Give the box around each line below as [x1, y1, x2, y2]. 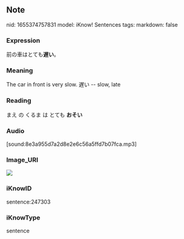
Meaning [6, 66, 33, 75]
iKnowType [6, 213, 41, 221]
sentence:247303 [6, 198, 51, 206]
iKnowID [6, 184, 32, 193]
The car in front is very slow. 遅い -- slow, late [6, 81, 121, 88]
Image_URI [6, 155, 38, 164]
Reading [6, 97, 32, 105]
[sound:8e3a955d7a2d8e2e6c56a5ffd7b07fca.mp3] [6, 140, 137, 148]
